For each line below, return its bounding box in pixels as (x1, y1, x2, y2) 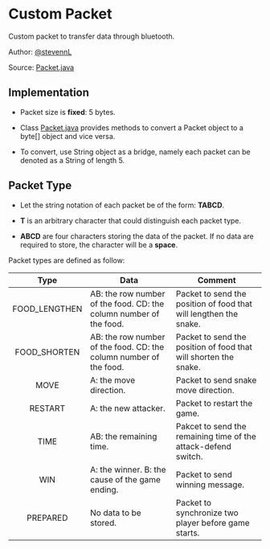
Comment (197, 274, 236, 285)
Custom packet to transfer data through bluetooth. (8, 31, 175, 41)
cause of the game (89, 473, 161, 485)
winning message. (175, 479, 245, 490)
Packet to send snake (175, 375, 257, 386)
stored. (89, 517, 117, 528)
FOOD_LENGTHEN (12, 303, 83, 314)
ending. (89, 484, 119, 495)
